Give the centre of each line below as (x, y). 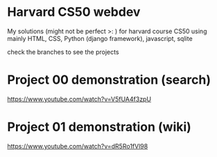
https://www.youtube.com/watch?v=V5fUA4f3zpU (79, 99)
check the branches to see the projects (63, 52)
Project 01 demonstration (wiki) (99, 127)
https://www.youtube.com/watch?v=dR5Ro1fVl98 (78, 146)
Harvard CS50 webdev (74, 12)
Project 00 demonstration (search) (109, 80)
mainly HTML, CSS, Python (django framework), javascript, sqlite (100, 38)
